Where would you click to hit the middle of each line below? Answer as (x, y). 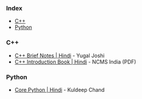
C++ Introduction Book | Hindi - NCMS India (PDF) (75, 62)
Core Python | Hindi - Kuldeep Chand (60, 90)
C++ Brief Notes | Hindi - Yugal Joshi (59, 55)
